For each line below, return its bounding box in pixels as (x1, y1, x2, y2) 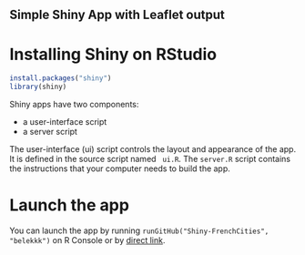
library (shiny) (9, 82, 67, 92)
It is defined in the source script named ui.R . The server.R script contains (9, 154, 291, 165)
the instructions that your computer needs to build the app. (9, 163, 230, 174)
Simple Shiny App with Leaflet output (9, 7, 225, 23)
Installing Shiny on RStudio (9, 44, 217, 65)
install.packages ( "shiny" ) (9, 74, 112, 83)
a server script (22, 127, 77, 138)
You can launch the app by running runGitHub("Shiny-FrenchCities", (9, 225, 269, 236)
